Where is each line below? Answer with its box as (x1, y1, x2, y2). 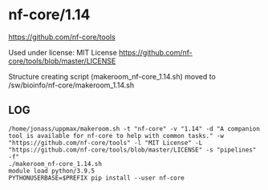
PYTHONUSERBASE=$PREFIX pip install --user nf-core (8, 174, 185, 182)
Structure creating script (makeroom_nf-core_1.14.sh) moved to (8, 71, 217, 81)
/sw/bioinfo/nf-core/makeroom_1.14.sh (8, 80, 135, 90)
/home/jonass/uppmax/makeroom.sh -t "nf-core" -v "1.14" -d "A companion (8, 124, 261, 133)
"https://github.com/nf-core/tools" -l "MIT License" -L (8, 139, 203, 147)
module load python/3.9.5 (8, 167, 95, 175)
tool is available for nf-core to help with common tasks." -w (8, 131, 225, 139)
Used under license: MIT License (8, 47, 118, 57)
